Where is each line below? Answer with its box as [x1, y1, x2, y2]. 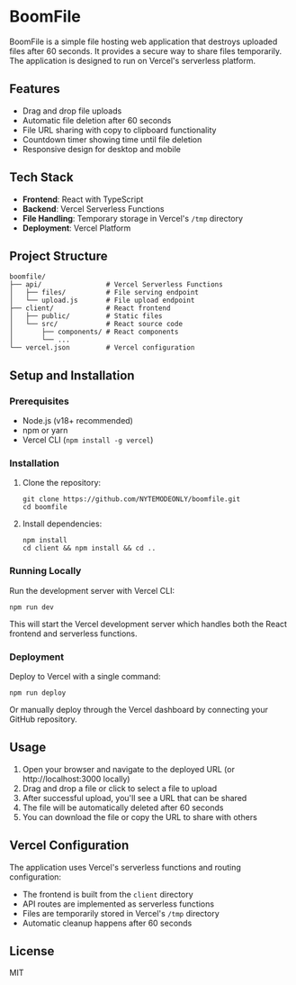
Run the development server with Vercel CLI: [9, 585, 175, 596]
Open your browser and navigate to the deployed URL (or [22, 763, 236, 774]
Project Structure [9, 248, 108, 263]
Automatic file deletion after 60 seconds [22, 114, 172, 125]
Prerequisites [9, 395, 69, 407]
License [9, 944, 55, 959]
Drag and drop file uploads [22, 105, 122, 116]
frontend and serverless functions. [9, 628, 138, 639]
